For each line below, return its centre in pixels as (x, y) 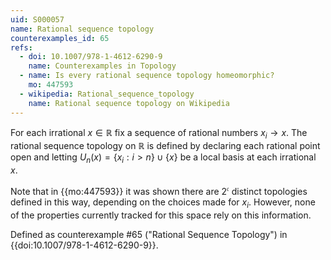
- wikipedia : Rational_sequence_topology (107, 94)
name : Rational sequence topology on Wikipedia (129, 103)
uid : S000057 (37, 19)
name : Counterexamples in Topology (102, 66)
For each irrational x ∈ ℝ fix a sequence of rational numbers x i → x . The (159, 133)
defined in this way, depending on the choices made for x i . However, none (163, 203)
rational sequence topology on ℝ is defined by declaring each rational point (165, 146)
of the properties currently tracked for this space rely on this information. (161, 215)
